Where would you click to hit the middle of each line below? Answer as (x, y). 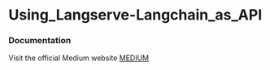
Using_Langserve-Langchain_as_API (135, 15)
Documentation (40, 41)
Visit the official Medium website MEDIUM (78, 58)
